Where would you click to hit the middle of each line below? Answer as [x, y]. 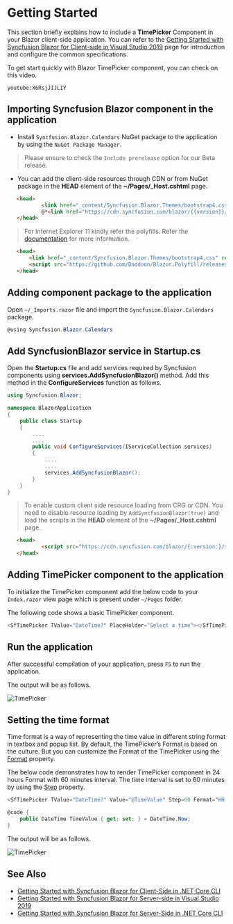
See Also [27, 874]
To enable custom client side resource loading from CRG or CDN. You [123, 505]
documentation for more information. [77, 239]
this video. [22, 75]
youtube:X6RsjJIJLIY [37, 88]
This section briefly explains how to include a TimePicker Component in [110, 32]
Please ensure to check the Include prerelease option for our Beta [120, 157]
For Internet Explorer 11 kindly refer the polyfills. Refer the [106, 232]
